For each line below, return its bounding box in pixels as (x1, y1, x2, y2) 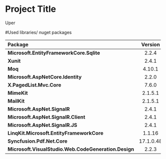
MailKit (7, 97, 25, 104)
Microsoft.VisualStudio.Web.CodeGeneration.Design (7, 146, 134, 153)
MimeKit (7, 89, 28, 96)
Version (141, 41, 160, 48)
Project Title (5, 3, 56, 15)
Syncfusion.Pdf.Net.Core (7, 137, 68, 144)
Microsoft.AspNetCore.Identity (7, 73, 82, 80)
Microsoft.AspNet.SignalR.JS (7, 121, 78, 128)
